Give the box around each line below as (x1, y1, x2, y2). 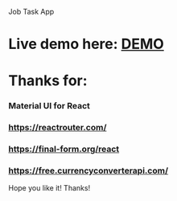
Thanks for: (8, 72, 88, 90)
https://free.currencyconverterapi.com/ (8, 165, 169, 176)
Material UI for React (8, 100, 91, 112)
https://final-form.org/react (8, 144, 120, 155)
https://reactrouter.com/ (8, 122, 107, 133)
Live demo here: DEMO (8, 35, 165, 53)
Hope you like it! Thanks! (8, 183, 91, 193)
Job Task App (8, 7, 55, 16)
